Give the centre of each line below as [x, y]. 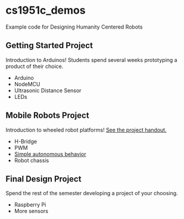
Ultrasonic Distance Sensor [48, 90]
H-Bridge [25, 141]
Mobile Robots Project [48, 116]
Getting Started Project [49, 46]
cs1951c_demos [46, 10]
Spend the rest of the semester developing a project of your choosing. [92, 193]
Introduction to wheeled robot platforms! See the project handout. [86, 130]
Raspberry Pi [30, 205]
